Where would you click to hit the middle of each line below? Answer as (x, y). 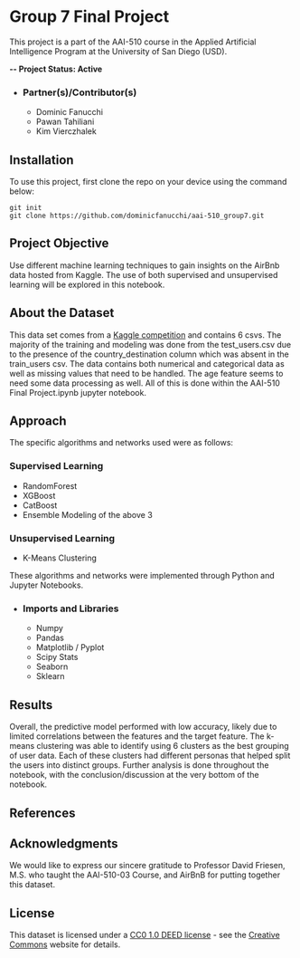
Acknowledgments (64, 843)
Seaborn (52, 666)
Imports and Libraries (70, 608)
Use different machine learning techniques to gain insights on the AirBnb (145, 265)
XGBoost (39, 495)
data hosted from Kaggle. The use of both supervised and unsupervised (144, 274)
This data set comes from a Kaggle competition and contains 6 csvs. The (145, 335)
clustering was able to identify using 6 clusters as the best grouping (163, 746)
